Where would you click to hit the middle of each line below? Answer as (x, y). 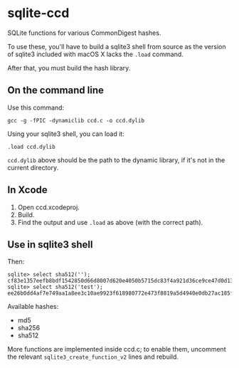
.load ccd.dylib (31, 147)
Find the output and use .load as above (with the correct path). (110, 222)
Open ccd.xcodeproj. (48, 207)
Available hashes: (33, 307)
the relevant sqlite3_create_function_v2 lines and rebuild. (93, 357)
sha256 (29, 328)
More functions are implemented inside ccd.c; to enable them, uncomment (117, 349)
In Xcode (27, 190)
